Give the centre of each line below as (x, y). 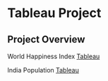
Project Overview (46, 39)
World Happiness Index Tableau (54, 56)
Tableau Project (54, 13)
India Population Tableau (43, 70)
